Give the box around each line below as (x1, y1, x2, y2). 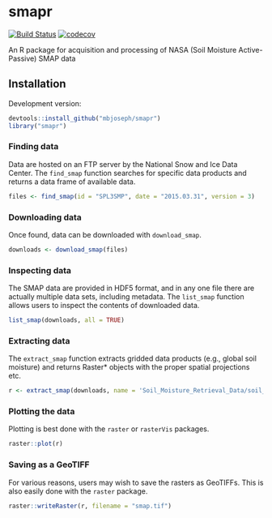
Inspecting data (8, 264, 71, 276)
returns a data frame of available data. (8, 177, 136, 186)
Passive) (8, 54, 37, 63)
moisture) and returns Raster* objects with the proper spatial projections (8, 362, 250, 372)
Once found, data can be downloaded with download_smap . (8, 229, 202, 239)
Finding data (8, 141, 59, 152)
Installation (8, 77, 66, 91)
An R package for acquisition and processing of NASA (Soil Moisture (8, 45, 237, 54)
